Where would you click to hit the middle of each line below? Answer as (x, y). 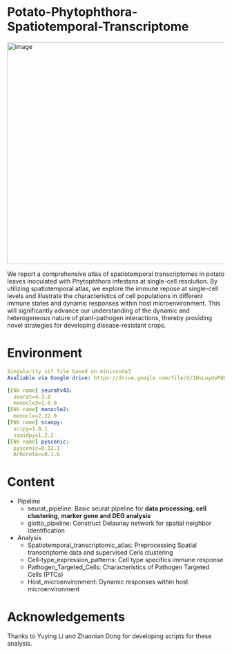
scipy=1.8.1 (31, 428)
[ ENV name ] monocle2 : (38, 410)
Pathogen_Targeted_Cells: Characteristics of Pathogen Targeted (118, 567)
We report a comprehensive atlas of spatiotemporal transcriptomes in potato (116, 274)
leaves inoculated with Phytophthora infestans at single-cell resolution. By (113, 281)
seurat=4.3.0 (32, 397)
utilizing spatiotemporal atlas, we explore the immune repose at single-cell (113, 288)
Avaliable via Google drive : (49, 378)
